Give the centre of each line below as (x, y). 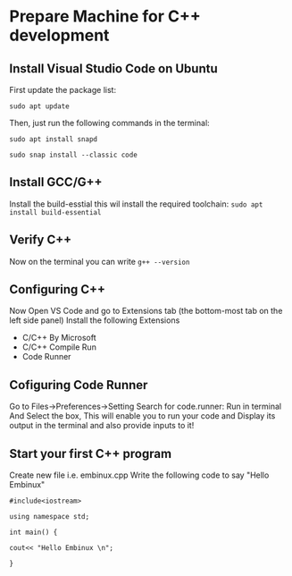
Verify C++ (41, 240)
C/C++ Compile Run (59, 347)
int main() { (33, 533)
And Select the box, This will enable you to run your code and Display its (142, 416)
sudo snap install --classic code (74, 155)
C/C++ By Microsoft (59, 338)
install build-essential (55, 212)
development (59, 35)
